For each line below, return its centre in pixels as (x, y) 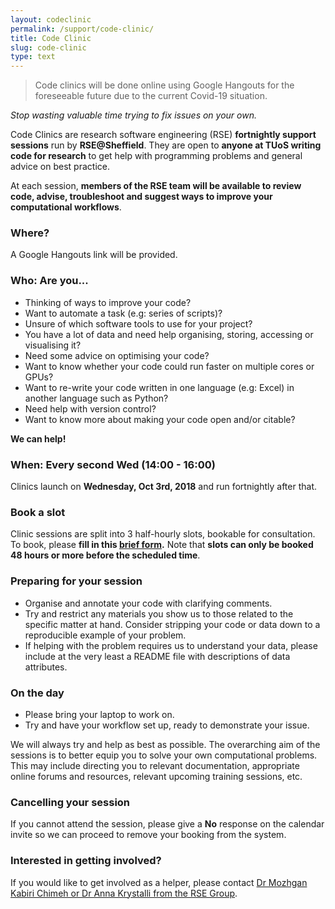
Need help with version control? (90, 408)
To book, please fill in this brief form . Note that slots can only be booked (162, 545)
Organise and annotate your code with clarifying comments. (148, 603)
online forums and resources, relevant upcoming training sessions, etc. (156, 776)
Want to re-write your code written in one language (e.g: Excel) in (159, 387)
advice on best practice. (60, 167)
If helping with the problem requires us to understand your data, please (171, 645)
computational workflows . (66, 207)
